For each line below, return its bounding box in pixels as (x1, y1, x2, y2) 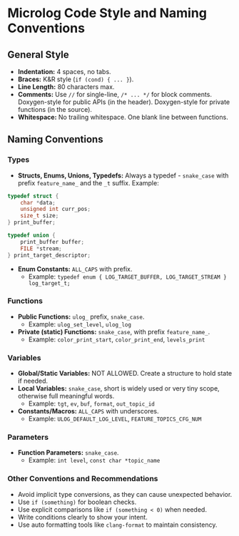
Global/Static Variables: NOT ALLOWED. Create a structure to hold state (17, 369, 233, 378)
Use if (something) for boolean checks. (17, 498, 137, 506)
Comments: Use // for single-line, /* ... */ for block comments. (17, 91, 213, 98)
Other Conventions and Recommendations (7, 474, 158, 484)
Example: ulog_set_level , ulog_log (28, 319, 132, 329)
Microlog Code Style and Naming (7, 5, 207, 21)
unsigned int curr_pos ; (20, 205, 91, 213)
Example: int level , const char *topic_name (28, 456, 161, 465)
